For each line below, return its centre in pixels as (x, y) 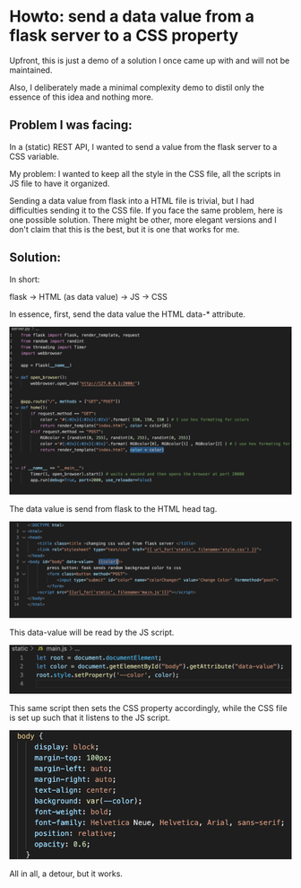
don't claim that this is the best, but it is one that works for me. (125, 229)
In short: (25, 279)
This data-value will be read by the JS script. (92, 632)
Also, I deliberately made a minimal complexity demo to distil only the (137, 87)
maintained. (31, 70)
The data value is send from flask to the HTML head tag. (113, 509)
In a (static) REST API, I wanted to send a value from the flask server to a (143, 146)
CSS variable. (34, 156)
